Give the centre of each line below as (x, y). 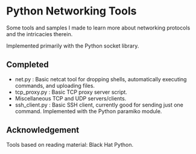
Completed (28, 65)
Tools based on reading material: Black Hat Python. (70, 144)
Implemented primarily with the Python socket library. (73, 46)
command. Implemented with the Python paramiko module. (88, 111)
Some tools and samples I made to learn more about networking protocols (98, 28)
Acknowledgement (43, 130)
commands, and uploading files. (55, 85)
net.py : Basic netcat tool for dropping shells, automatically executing (101, 79)
